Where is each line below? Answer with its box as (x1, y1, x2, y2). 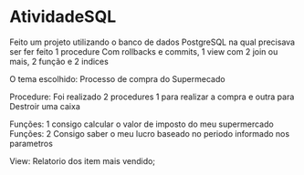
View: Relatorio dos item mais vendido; (9, 155, 156, 166)
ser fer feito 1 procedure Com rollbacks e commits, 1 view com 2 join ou (9, 46, 278, 57)
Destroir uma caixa (9, 100, 80, 111)
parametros (9, 138, 53, 149)
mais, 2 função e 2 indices (9, 56, 110, 67)
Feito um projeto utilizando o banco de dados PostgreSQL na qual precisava (9, 36, 295, 47)
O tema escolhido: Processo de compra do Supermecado (9, 73, 225, 84)
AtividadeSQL (9, 6, 117, 27)
